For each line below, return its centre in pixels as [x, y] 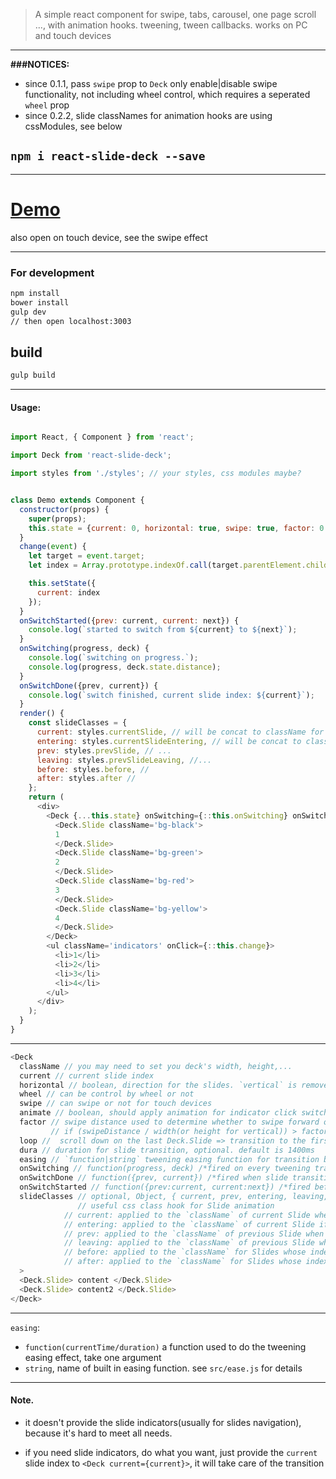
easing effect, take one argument [93, 1357]
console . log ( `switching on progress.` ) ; [113, 658]
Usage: [26, 407]
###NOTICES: [40, 64]
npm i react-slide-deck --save [108, 156]
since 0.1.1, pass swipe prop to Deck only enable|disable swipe [151, 83]
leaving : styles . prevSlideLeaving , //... [124, 760]
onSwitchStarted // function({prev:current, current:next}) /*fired [165, 1187]
